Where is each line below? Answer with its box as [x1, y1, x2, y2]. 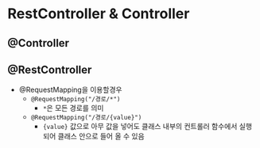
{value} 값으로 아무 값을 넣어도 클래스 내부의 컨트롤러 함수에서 [42, 122, 238, 131]
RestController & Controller [7, 5, 190, 23]
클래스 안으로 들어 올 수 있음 [57, 131, 145, 141]
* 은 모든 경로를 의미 [42, 104, 104, 113]
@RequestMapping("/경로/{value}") [30, 114, 142, 122]
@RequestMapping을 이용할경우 [18, 85, 122, 95]
